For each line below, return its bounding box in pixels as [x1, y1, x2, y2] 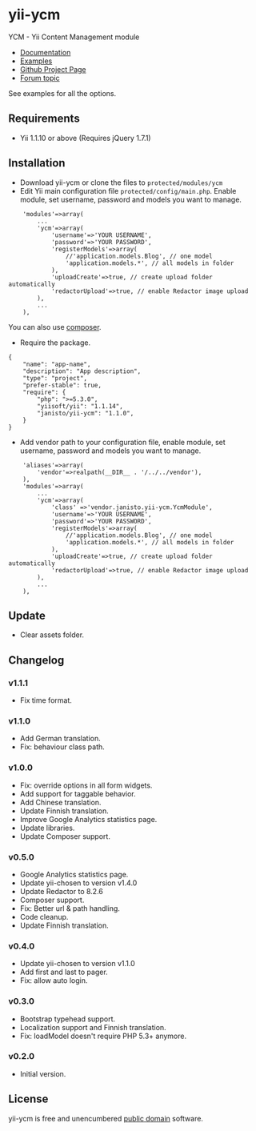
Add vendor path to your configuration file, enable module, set [19, 437, 226, 447]
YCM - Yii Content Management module [8, 32, 140, 42]
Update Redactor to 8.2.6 [19, 886, 104, 896]
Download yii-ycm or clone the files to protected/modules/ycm [19, 178, 223, 187]
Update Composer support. [19, 831, 110, 841]
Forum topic [19, 73, 60, 82]
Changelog [8, 653, 65, 667]
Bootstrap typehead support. [19, 1014, 116, 1024]
